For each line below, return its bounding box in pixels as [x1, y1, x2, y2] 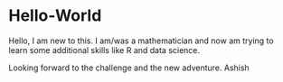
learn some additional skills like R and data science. [8, 44, 201, 55]
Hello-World [8, 5, 102, 26]
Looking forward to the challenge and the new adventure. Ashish [8, 62, 250, 73]
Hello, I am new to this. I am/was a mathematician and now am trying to [8, 35, 274, 46]
